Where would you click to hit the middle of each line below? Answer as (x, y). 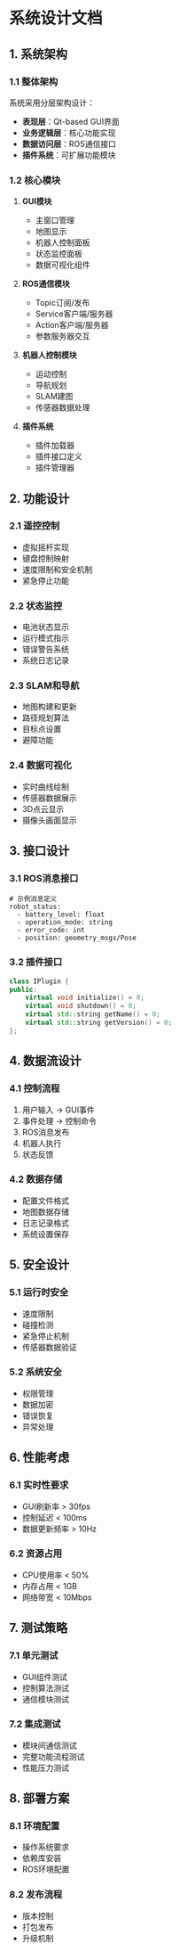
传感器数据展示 (49, 798)
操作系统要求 (45, 1847)
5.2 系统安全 (35, 1372)
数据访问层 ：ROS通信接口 (69, 144)
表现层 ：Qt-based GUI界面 (70, 121)
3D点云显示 (43, 808)
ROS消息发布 (46, 1132)
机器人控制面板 (63, 242)
